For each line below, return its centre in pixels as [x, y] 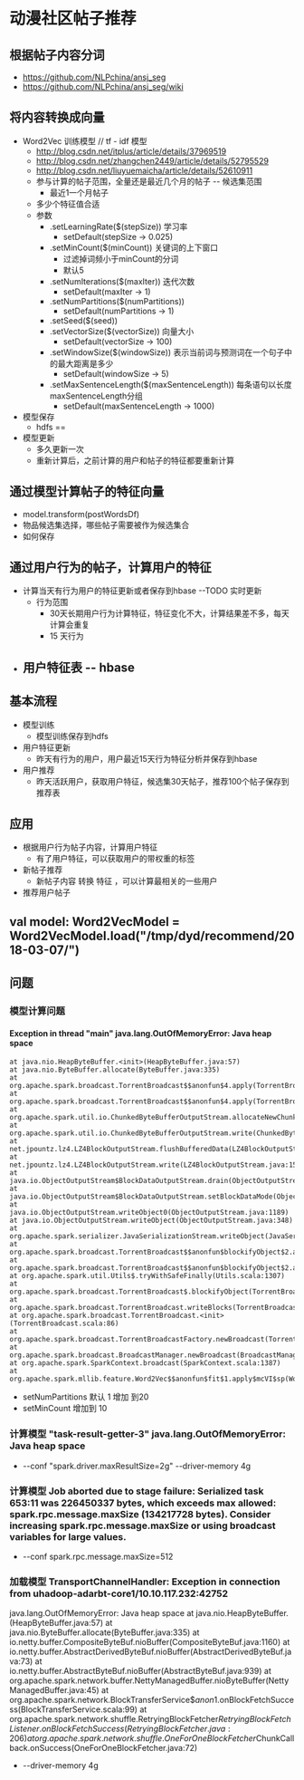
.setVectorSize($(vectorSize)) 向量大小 [122, 331]
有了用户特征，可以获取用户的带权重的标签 [115, 859]
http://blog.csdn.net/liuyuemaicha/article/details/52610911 [144, 170]
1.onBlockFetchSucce [254, 1700]
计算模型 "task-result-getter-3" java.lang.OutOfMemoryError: [148, 1434]
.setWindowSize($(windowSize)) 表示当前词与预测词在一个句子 [167, 352]
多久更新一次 [60, 448]
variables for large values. [68, 1536]
